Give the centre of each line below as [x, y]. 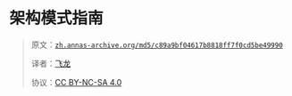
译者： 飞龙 [51, 63]
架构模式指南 [57, 18]
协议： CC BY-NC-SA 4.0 [76, 82]
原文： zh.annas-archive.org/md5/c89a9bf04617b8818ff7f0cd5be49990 [157, 44]
